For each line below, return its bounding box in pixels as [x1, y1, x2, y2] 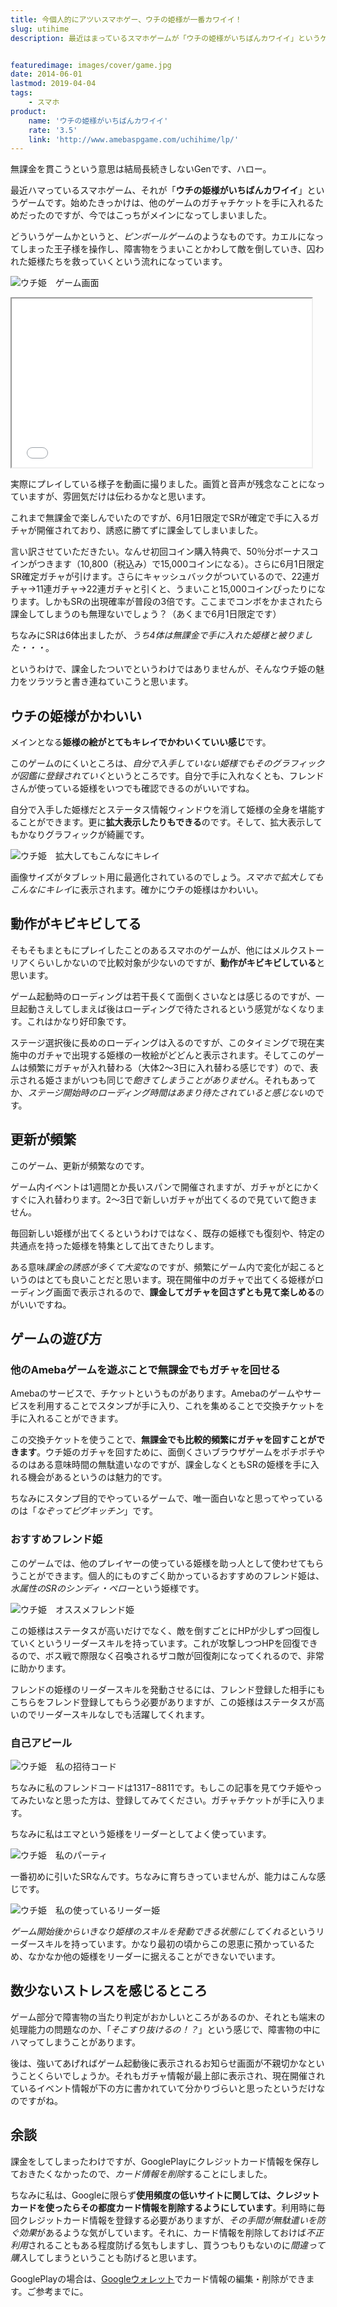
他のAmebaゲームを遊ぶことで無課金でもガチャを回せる [10, 1363, 281, 1376]
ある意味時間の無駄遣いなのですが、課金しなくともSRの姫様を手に [36, 1459, 311, 1471]
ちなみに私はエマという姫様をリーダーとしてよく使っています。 [10, 1827, 272, 1840]
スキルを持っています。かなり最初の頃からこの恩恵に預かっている [36, 1937, 307, 1950]
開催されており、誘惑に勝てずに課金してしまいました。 [36, 524, 264, 536]
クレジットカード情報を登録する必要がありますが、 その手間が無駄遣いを [18, 2214, 317, 2226]
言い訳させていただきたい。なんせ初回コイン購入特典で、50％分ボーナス [10, 546, 310, 558]
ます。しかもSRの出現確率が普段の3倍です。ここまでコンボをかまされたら [18, 596, 323, 608]
